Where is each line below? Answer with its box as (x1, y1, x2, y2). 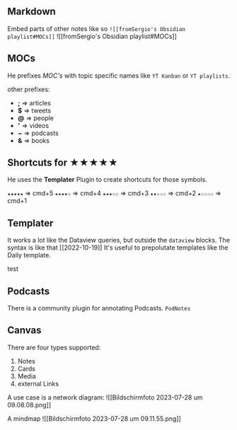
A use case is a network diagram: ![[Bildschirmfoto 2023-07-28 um (7, 393, 203, 402)
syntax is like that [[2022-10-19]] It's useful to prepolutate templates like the (7, 243, 229, 252)
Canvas (7, 325, 42, 337)
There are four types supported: (7, 343, 101, 351)
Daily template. (7, 251, 51, 260)
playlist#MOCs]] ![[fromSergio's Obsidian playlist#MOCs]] (7, 32, 177, 40)
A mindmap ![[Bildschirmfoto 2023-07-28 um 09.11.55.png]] (7, 414, 182, 423)
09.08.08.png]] (7, 400, 52, 409)
